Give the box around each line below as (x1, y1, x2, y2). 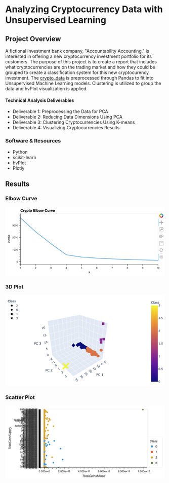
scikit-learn (12, 154, 36, 160)
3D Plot (5, 283, 24, 290)
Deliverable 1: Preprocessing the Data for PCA (12, 108, 109, 115)
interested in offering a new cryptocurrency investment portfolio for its (5, 53, 152, 59)
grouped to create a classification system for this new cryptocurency (5, 69, 149, 76)
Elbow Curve (5, 195, 37, 202)
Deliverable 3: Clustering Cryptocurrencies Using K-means (12, 119, 135, 125)
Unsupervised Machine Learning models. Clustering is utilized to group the (5, 80, 161, 86)
